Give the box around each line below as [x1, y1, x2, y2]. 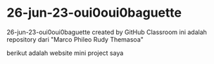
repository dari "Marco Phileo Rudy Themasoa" [6, 35, 144, 43]
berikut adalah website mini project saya [6, 49, 124, 57]
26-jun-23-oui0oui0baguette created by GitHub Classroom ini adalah [6, 28, 207, 36]
